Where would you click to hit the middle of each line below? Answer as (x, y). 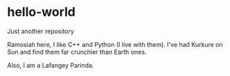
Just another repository (41, 31)
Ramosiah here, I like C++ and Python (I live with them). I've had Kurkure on (115, 44)
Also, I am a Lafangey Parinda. (51, 65)
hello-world (42, 12)
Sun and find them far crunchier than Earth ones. (77, 52)
